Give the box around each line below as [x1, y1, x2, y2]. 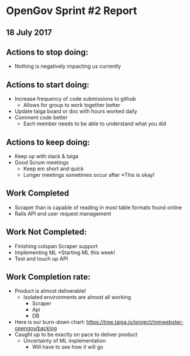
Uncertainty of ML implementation [23, 337, 106, 344]
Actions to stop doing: [6, 47, 89, 57]
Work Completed [6, 189, 69, 198]
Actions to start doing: [6, 80, 89, 90]
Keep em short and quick [23, 165, 84, 172]
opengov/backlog [14, 325, 57, 332]
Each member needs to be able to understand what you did [23, 120, 167, 127]
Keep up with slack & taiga [14, 153, 79, 160]
